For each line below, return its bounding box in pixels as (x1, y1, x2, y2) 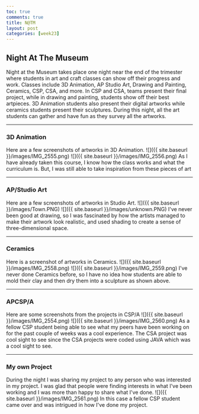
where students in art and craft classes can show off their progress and (6, 75, 181, 82)
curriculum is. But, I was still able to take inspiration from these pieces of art (6, 165, 191, 173)
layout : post (6, 25, 38, 31)
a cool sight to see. (6, 342, 53, 350)
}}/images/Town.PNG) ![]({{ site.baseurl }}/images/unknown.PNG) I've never (6, 205, 192, 212)
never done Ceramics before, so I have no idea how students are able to (6, 270, 182, 278)
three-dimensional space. (6, 224, 69, 231)
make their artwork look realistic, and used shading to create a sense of (6, 218, 181, 225)
